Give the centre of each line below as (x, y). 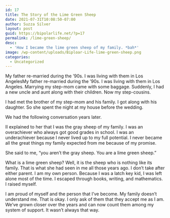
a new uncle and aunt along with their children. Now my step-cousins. (78, 92)
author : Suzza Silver (28, 24)
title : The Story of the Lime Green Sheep (51, 15)
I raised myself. (21, 184)
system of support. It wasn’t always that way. (52, 210)
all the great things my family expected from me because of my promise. (81, 143)
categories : (18, 57)
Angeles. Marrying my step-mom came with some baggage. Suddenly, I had (85, 87)
